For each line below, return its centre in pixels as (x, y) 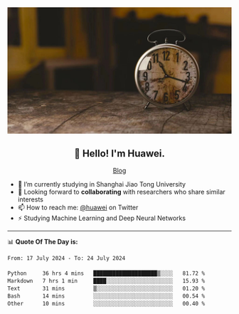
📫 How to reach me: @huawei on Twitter (78, 208)
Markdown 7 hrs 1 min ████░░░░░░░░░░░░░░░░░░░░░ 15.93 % (106, 281)
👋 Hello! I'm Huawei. (119, 153)
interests (31, 199)
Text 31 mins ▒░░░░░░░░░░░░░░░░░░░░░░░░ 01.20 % (106, 288)
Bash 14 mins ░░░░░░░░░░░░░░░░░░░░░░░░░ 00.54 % (106, 296)
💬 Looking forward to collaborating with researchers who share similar (121, 192)
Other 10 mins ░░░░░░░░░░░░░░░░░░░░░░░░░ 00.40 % (106, 303)
